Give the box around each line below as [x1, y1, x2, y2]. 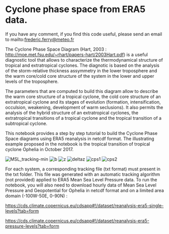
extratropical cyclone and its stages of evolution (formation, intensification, [5, 99, 161, 105]
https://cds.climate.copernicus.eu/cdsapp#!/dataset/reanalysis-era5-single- [5, 202, 164, 208]
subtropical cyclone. [5, 120, 48, 126]
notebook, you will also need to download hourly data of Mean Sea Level [5, 182, 156, 188]
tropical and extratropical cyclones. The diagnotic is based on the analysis [5, 62, 160, 68]
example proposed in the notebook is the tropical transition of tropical [5, 141, 150, 147]
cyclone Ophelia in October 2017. [5, 146, 74, 152]
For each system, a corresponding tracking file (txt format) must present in [5, 166, 160, 172]
